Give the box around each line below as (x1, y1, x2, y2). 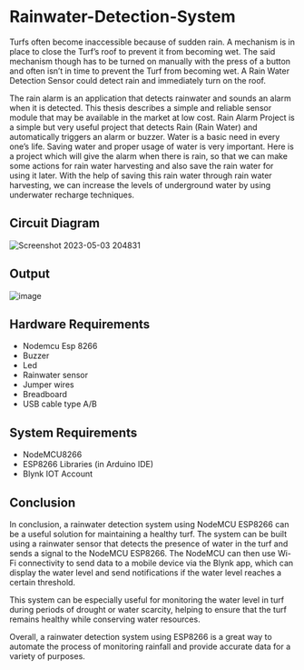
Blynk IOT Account (22, 468, 93, 479)
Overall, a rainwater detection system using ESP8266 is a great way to (9, 632, 272, 642)
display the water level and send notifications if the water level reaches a (9, 567, 282, 578)
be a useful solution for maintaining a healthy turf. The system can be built (9, 529, 288, 539)
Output (9, 266, 50, 282)
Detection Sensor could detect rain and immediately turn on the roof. (9, 75, 266, 85)
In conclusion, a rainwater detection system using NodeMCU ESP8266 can (9, 519, 289, 529)
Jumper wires (22, 379, 74, 390)
